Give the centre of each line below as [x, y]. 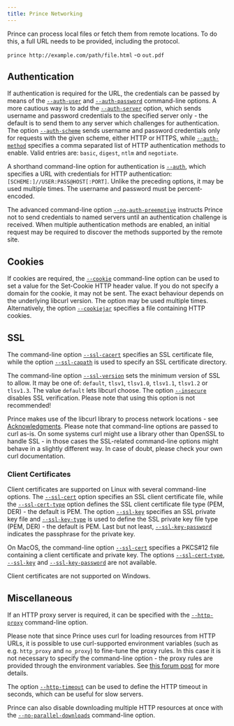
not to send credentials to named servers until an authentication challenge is [117, 217]
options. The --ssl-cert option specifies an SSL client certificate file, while [115, 497]
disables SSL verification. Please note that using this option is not [101, 398]
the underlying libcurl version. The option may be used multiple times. [108, 301]
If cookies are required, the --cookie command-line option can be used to [114, 279]
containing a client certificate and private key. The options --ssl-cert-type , [116, 555]
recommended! [29, 405]
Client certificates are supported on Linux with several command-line [107, 489]
